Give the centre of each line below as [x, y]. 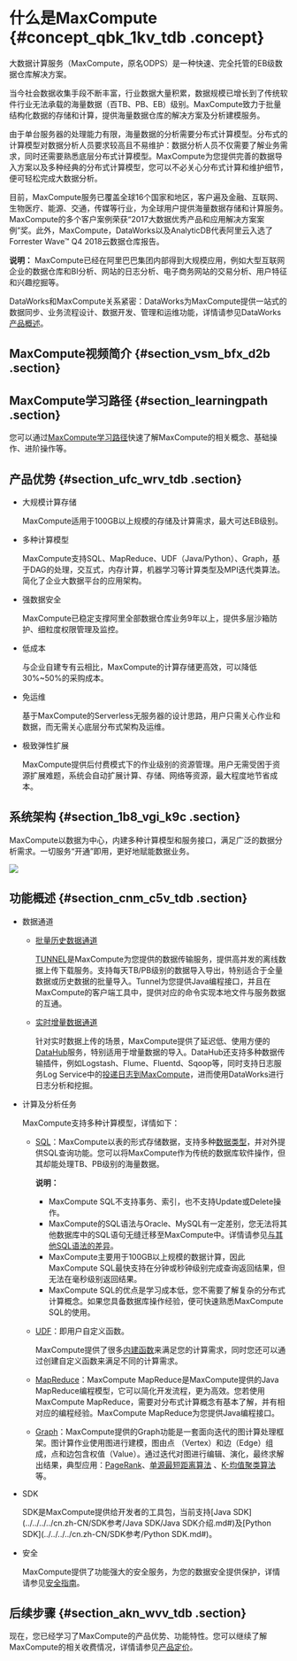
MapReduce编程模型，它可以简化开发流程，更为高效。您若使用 [150, 1390]
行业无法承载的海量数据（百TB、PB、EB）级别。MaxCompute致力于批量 [149, 104]
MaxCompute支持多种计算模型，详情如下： [101, 1123]
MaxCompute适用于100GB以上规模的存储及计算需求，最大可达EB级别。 [152, 521]
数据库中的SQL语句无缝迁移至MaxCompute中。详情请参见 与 [166, 1234]
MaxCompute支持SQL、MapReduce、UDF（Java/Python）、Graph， [147, 558]
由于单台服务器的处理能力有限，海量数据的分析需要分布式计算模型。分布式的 [148, 134]
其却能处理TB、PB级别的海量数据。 [99, 1163]
